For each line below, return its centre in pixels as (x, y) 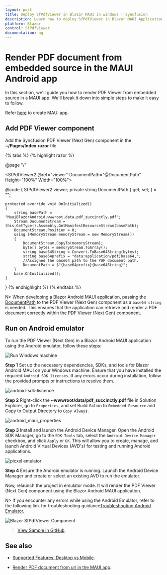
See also (19, 546)
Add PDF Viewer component (50, 128)
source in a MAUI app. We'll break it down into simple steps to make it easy (82, 98)
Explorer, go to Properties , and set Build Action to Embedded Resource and (80, 405)
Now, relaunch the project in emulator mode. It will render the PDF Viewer (80, 485)
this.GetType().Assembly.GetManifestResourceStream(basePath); (72, 226)
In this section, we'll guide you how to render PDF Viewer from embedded (81, 92)
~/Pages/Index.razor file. (32, 145)
